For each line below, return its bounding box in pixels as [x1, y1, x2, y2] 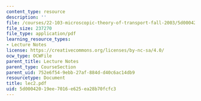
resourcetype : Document [6, 75, 66, 81]
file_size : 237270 [6, 25, 52, 31]
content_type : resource [6, 8, 66, 15]
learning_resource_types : [6, 36, 71, 42]
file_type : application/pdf [6, 31, 77, 37]
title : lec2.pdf [6, 81, 47, 87]
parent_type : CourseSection [6, 64, 77, 70]
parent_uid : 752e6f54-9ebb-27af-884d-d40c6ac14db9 [6, 70, 135, 75]
